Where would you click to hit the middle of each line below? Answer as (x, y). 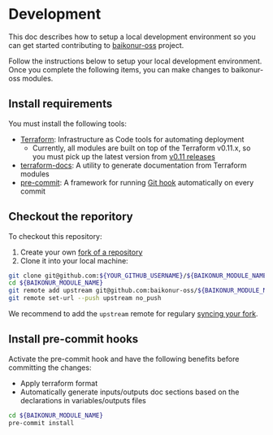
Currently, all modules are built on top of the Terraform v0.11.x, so (141, 148)
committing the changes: (50, 368)
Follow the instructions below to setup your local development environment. (135, 61)
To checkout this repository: (56, 236)
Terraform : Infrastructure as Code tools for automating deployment (132, 139)
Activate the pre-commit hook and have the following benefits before (124, 359)
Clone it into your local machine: (74, 260)
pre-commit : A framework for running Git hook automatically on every (137, 182)
